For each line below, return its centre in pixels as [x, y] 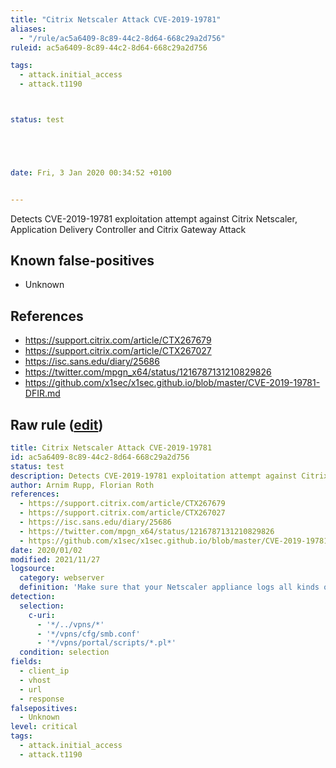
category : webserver [62, 578]
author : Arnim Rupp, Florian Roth [82, 485]
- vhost [35, 680]
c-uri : [42, 615]
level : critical [44, 727]
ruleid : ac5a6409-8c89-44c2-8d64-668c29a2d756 [109, 47]
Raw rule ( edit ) [57, 424]
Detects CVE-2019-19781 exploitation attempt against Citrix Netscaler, [154, 218]
